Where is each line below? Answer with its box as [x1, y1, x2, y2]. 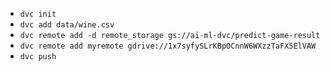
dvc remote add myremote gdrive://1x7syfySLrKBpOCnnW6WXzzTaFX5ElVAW [19, 41, 317, 51]
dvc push [19, 52, 57, 62]
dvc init [19, 9, 57, 19]
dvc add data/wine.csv [19, 20, 115, 30]
